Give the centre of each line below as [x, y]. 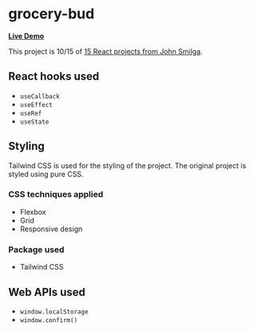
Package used [36, 250]
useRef [31, 113]
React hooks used [54, 77]
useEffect [36, 104]
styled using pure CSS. [46, 174]
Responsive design [51, 229]
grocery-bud [52, 14]
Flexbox [33, 211]
